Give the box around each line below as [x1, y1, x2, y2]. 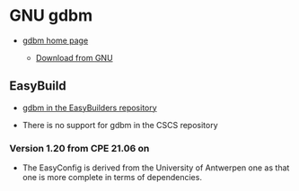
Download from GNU [35, 52, 114, 63]
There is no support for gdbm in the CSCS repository [22, 119, 218, 130]
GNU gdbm [9, 5, 93, 26]
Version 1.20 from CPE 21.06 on [9, 142, 150, 154]
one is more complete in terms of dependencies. [22, 172, 202, 183]
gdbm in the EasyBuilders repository [22, 102, 157, 113]
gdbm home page [22, 35, 89, 46]
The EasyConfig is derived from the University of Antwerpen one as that [22, 162, 290, 173]
